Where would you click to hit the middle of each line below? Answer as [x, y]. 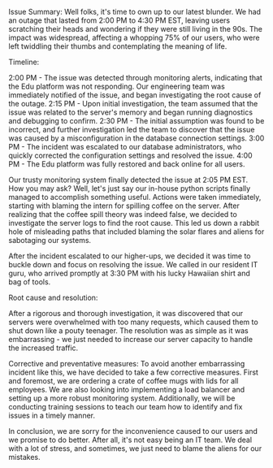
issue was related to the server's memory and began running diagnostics [131, 112]
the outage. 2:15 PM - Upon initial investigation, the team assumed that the [133, 104]
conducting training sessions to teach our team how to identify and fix [126, 407]
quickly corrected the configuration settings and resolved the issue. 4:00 [131, 155]
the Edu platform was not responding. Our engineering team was [117, 86]
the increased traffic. [43, 348]
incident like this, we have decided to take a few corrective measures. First [133, 372]
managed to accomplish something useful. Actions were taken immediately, [135, 197]
